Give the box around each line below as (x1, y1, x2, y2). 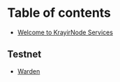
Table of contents (7, 5, 112, 21)
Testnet (7, 48, 42, 60)
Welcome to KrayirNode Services (17, 28, 114, 36)
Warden (17, 67, 40, 75)
